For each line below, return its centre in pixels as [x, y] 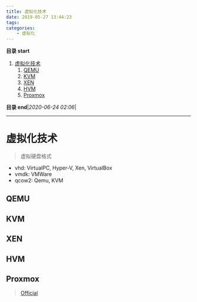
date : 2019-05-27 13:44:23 [39, 17]
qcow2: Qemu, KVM [39, 181]
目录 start [18, 51]
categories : [21, 28]
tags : [13, 22]
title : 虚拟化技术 [26, 11]
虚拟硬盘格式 [36, 156]
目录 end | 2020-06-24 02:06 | [41, 107]
